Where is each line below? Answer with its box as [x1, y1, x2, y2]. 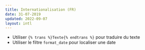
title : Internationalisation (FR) [5, 7, 77, 12]
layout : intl [5, 21, 32, 26]
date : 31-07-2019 [5, 12, 41, 17]
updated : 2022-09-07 [5, 16, 48, 21]
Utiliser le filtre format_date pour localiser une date [12, 40, 116, 46]
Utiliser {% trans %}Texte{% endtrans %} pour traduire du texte [12, 34, 140, 40]
